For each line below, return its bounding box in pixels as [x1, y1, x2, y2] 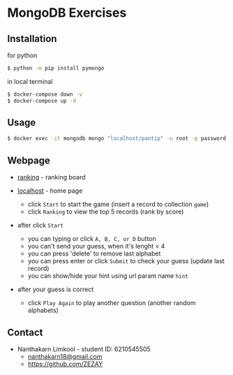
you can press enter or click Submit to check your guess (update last [27, 257, 225, 265]
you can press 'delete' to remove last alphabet [27, 249, 161, 258]
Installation [7, 33, 57, 45]
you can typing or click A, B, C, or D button [27, 235, 157, 243]
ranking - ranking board [17, 173, 86, 182]
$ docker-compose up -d [7, 97, 77, 104]
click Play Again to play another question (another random [27, 299, 196, 307]
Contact [7, 326, 43, 338]
